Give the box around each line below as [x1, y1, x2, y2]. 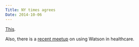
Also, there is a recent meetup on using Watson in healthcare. [5, 36, 135, 42]
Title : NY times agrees [5, 7, 56, 13]
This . [5, 26, 16, 32]
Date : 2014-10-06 [5, 12, 42, 17]
